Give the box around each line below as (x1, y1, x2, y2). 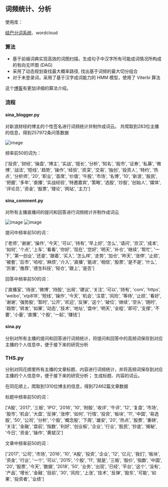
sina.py (5, 324, 21, 330)
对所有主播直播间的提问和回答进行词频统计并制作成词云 (5, 209, 119, 215)
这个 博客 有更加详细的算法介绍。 (5, 85, 71, 91)
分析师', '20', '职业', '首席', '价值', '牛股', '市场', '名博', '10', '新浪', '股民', (14, 173, 157, 179)
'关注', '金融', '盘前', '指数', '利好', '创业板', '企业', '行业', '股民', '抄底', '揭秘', (5, 423, 157, 429)
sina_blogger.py (5, 112, 40, 118)
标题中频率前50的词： (5, 394, 50, 400)
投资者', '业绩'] (14, 475, 44, 482)
